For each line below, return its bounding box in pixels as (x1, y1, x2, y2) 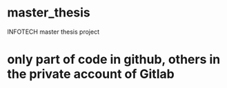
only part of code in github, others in (7, 52, 221, 67)
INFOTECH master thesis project (7, 27, 100, 36)
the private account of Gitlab (7, 67, 175, 82)
